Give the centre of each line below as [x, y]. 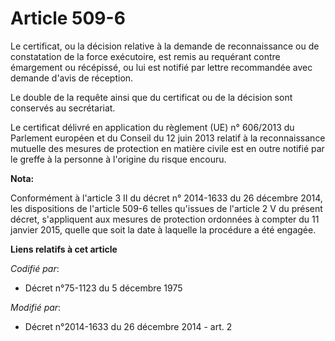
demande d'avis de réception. [72, 78]
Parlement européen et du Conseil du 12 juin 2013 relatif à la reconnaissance [168, 138]
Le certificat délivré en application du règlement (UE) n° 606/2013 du [152, 127]
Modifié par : [36, 307]
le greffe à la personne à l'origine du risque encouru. [118, 159]
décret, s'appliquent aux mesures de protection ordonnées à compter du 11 [165, 219]
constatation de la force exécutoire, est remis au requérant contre [145, 56]
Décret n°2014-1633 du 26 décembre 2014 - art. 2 [128, 326]
